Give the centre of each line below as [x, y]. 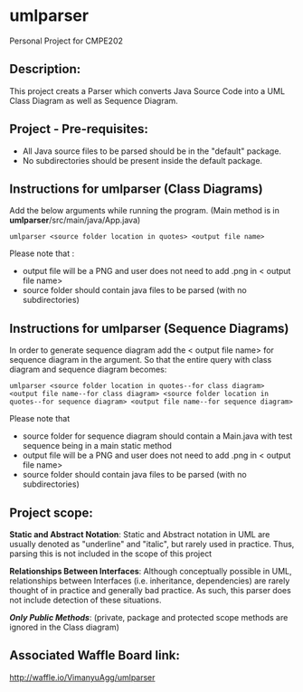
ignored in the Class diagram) [65, 627]
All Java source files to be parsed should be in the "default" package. [152, 151]
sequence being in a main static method [97, 446]
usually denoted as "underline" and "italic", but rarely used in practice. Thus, [152, 544]
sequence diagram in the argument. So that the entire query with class [141, 360]
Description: [45, 69]
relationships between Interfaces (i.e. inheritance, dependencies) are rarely [150, 581]
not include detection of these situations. [85, 600]
